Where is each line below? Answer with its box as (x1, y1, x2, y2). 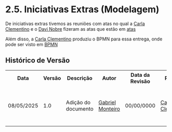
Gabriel (98, 99, 116, 106)
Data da (130, 71, 150, 78)
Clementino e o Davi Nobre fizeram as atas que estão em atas (5, 26, 136, 32)
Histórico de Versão (5, 56, 70, 65)
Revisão (130, 78, 150, 85)
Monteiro (98, 105, 120, 112)
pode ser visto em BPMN (5, 41, 58, 47)
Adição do (66, 99, 91, 106)
